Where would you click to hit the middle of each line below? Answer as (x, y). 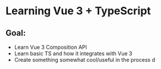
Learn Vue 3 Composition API (50, 47)
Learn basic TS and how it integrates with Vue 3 (73, 54)
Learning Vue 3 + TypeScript (78, 11)
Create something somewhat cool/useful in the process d (85, 60)
